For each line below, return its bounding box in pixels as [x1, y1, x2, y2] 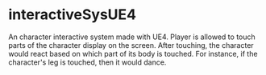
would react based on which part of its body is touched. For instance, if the [8, 49, 258, 58]
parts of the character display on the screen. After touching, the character [8, 40, 254, 49]
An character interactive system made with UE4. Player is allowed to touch [8, 32, 256, 41]
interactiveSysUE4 [8, 6, 137, 24]
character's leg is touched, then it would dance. [8, 57, 167, 67]
